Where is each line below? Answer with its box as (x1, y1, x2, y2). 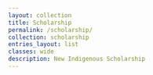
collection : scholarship (8, 33, 89, 41)
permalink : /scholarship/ (8, 26, 93, 34)
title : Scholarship (8, 19, 72, 27)
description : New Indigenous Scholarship (8, 55, 146, 63)
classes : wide (8, 48, 55, 55)
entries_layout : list (8, 41, 79, 48)
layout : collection (8, 11, 72, 20)
